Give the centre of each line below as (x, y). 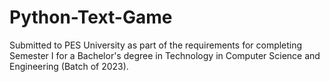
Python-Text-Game (91, 17)
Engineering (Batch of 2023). (69, 66)
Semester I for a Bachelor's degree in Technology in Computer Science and (165, 55)
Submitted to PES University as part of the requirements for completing (156, 45)
